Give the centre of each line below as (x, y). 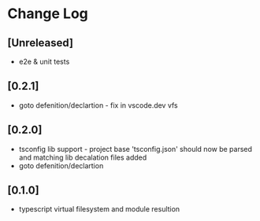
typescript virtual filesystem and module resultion (99, 209)
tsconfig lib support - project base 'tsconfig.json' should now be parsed (136, 149)
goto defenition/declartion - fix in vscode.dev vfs (98, 105)
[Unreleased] (41, 43)
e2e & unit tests (44, 61)
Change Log (48, 14)
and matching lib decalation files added (83, 157)
